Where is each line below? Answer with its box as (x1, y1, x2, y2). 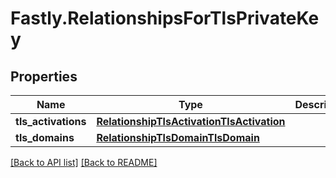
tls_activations (15, 115, 87, 128)
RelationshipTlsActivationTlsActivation (96, 115, 286, 128)
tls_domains (15, 131, 75, 144)
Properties (10, 68, 78, 85)
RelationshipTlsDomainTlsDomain (96, 131, 260, 144)
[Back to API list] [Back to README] (10, 157, 158, 168)
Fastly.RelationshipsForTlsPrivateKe (10, 7, 320, 30)
